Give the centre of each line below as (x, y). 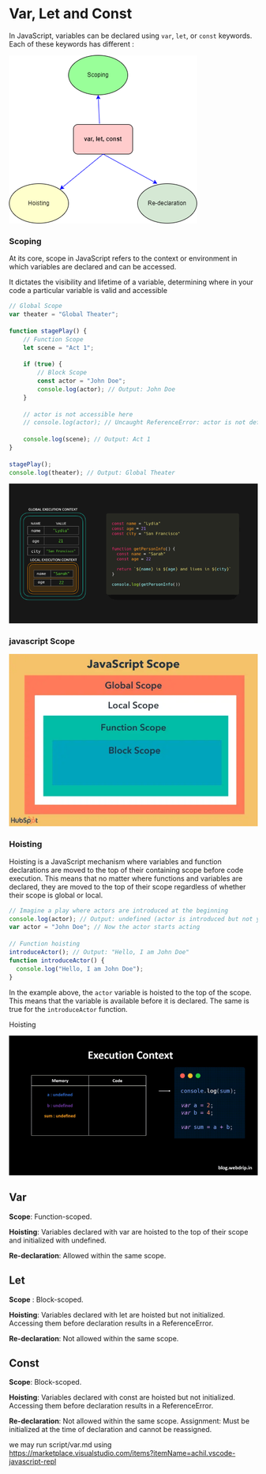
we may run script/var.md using (60, 1445)
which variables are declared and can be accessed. (93, 267)
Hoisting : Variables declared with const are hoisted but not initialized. (122, 1397)
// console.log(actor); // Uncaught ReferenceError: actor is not (135, 423)
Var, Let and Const (71, 14)
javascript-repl (33, 1461)
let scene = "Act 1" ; (58, 348)
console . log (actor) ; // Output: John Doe (107, 389)
